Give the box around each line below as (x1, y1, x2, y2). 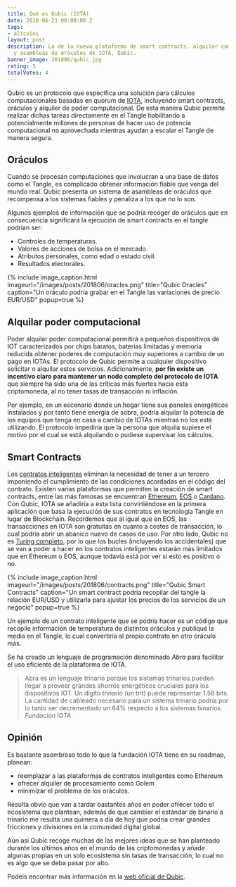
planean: (7, 757, 33, 766)
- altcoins (7, 30, 39, 37)
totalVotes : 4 (7, 69, 49, 76)
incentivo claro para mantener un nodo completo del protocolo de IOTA (7, 372, 218, 381)
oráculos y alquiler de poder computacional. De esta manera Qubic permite (7, 103, 225, 112)
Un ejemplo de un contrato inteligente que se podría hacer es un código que (7, 617, 228, 625)
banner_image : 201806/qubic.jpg (7, 56, 102, 63)
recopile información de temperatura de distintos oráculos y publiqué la (7, 624, 214, 632)
